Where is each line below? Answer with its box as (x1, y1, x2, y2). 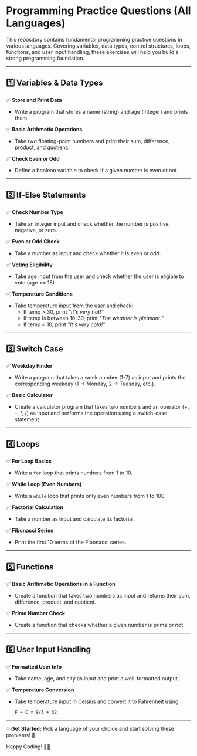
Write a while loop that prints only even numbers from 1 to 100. (14, 493, 166, 500)
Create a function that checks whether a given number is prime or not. (14, 622, 185, 628)
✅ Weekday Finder (6, 362, 53, 369)
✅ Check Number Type (6, 208, 63, 215)
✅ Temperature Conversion (6, 686, 74, 693)
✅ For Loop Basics (6, 457, 52, 465)
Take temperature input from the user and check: (14, 302, 134, 309)
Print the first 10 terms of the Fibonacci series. (14, 538, 127, 546)
